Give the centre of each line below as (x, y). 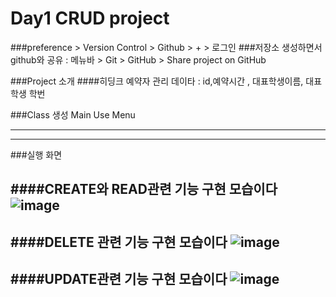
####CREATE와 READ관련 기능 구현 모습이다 (144, 189)
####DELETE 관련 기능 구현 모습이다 (119, 242)
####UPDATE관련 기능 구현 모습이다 (119, 279)
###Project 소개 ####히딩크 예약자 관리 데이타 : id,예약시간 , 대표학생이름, (157, 81)
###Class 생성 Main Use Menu (73, 114)
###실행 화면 (36, 154)
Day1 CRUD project (90, 18)
